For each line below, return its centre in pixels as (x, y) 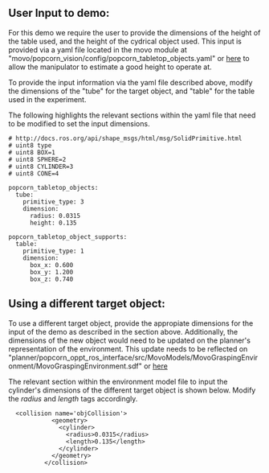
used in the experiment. (47, 99)
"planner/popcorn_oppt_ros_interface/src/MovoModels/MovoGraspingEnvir (133, 357)
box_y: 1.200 (51, 272)
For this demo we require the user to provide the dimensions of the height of (134, 32)
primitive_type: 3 (53, 202)
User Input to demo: (59, 13)
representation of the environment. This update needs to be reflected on (128, 348)
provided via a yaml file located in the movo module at (98, 49)
